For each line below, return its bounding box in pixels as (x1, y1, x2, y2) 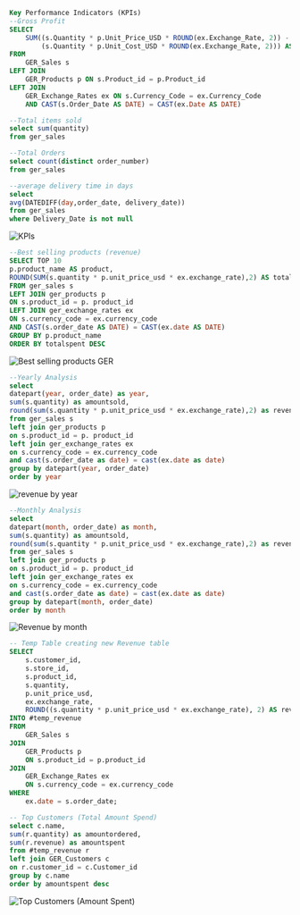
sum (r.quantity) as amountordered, (9, 829, 142, 839)
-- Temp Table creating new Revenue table (9, 639, 170, 648)
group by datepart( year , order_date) (9, 465, 150, 474)
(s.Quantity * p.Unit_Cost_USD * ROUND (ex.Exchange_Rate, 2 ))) (41, 41, 281, 51)
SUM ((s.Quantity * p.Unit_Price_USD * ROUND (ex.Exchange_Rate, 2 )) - (25, 33, 290, 42)
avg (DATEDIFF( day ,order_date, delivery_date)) (9, 197, 186, 207)
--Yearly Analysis (9, 373, 78, 382)
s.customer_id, (25, 656, 82, 665)
